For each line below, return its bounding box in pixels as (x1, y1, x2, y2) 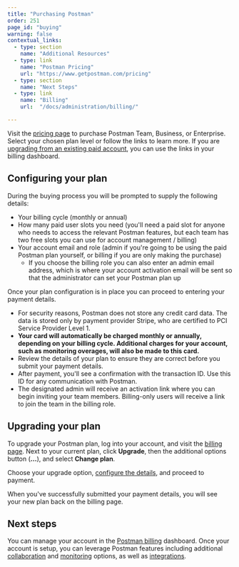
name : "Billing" (20, 97, 69, 104)
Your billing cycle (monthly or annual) (17, 213, 128, 221)
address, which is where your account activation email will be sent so (28, 265, 233, 275)
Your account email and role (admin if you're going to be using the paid (17, 243, 227, 252)
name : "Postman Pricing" (20, 63, 94, 71)
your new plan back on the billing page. (7, 497, 123, 506)
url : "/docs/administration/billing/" (20, 103, 139, 111)
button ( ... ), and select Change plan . (7, 454, 116, 463)
